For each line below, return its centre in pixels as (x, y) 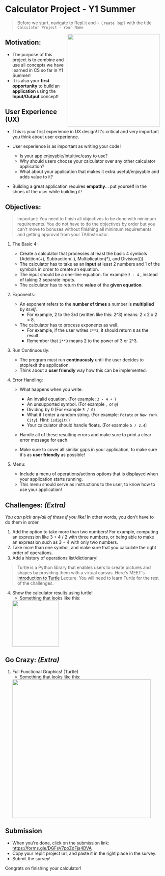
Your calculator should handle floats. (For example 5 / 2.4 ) (87, 425)
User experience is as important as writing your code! (67, 146)
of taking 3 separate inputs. (47, 280)
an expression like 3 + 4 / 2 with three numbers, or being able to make (83, 537)
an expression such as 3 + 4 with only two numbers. (65, 542)
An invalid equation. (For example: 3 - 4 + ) (71, 399)
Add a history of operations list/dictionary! (55, 558)
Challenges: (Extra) (36, 505)
